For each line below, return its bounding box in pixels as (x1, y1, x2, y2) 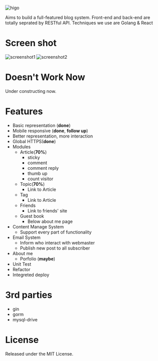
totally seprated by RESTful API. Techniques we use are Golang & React (5, 20, 153, 26)
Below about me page (27, 218, 73, 224)
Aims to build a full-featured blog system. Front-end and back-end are (5, 15, 150, 20)
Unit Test (12, 261, 32, 267)
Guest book (20, 213, 44, 219)
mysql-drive (12, 316, 38, 322)
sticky (27, 154, 40, 160)
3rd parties (5, 289, 53, 301)
